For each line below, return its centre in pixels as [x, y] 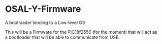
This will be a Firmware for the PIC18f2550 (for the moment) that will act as [81, 32]
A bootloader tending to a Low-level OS [45, 22]
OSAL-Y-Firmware [43, 9]
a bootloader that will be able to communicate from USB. [63, 37]
